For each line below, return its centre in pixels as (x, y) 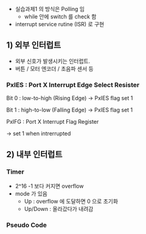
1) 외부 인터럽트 (34, 45)
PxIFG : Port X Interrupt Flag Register (53, 122)
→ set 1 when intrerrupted (39, 133)
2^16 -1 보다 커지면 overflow (49, 186)
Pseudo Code (27, 225)
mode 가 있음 (31, 193)
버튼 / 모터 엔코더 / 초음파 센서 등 (54, 68)
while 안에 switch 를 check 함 (60, 16)
